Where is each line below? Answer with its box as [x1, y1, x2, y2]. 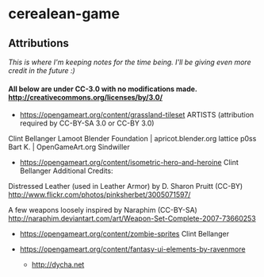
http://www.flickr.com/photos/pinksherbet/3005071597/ [8, 190, 191, 199]
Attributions [8, 37, 70, 50]
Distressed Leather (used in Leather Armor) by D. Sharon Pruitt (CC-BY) [8, 182, 243, 191]
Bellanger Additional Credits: [19, 166, 113, 175]
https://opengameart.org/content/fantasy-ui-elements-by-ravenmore [19, 244, 246, 254]
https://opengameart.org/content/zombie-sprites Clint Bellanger [19, 229, 230, 239]
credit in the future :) [8, 66, 75, 75]
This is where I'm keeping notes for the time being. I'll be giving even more [8, 57, 251, 67]
